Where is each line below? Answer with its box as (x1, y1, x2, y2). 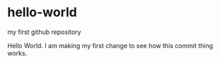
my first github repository (7, 28, 81, 36)
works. (7, 49, 28, 57)
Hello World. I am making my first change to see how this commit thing (7, 41, 214, 50)
